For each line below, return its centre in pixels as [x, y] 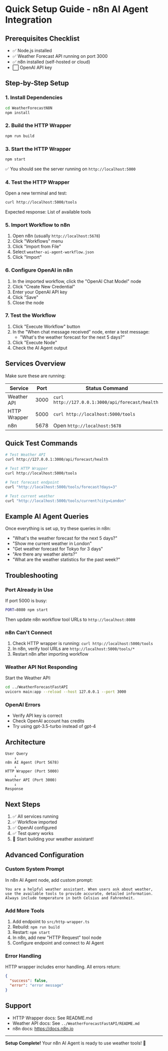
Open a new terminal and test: [36, 193]
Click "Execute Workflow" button [46, 326]
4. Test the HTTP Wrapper [37, 182]
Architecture [25, 742]
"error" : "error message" [37, 986]
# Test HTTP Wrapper [27, 469]
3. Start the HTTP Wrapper [38, 149]
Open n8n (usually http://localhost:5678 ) [56, 236]
